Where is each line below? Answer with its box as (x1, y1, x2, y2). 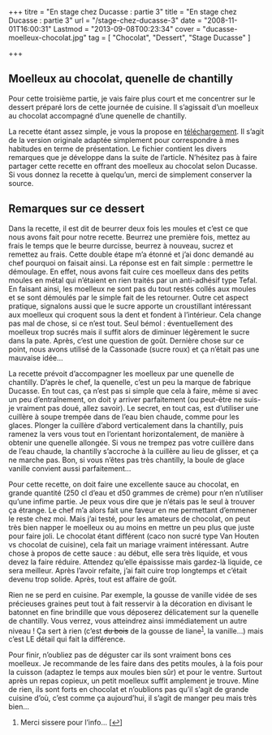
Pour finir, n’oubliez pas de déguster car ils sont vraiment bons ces (8, 650, 231, 660)
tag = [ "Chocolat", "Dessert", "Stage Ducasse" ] (88, 32, 251, 42)
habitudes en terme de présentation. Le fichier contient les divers (8, 144, 227, 153)
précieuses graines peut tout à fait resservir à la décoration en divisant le (8, 599, 253, 608)
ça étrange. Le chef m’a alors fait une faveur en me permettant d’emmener (8, 505, 257, 515)
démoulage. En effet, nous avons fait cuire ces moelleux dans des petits (8, 266, 249, 276)
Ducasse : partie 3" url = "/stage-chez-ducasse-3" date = (8, 15, 203, 25)
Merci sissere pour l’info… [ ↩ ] (19, 718, 123, 728)
